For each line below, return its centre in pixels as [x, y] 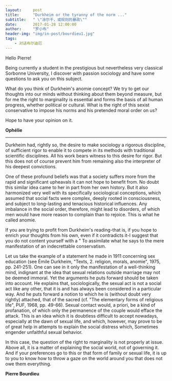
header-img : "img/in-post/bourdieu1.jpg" [50, 34]
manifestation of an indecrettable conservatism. [56, 246]
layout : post [24, 10]
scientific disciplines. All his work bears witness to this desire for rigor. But [84, 155]
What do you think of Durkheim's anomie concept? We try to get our [77, 88]
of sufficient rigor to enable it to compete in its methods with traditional [80, 150]
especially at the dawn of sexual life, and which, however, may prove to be [84, 321]
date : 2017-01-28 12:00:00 [41, 24]
